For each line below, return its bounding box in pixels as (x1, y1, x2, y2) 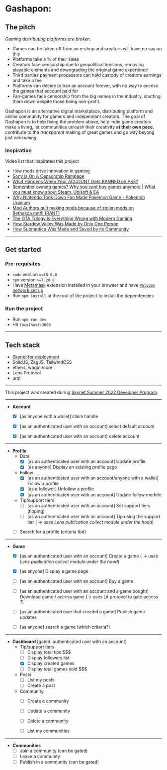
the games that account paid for (12, 88, 79, 94)
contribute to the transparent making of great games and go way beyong (5, 129, 155, 135)
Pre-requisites (5, 260, 41, 267)
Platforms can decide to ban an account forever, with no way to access (12, 83, 158, 89)
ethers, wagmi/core (12, 364, 53, 371)
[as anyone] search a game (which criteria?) (19, 624, 110, 630)
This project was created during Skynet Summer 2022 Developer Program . (5, 389, 159, 396)
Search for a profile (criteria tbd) (19, 529, 86, 535)
